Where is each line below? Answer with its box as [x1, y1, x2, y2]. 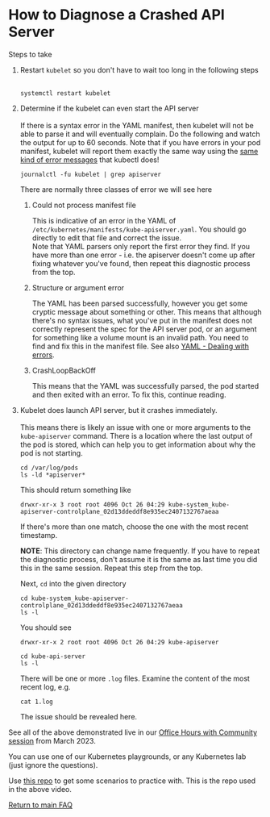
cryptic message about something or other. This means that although [31, 306, 262, 316]
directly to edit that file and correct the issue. [31, 232, 182, 243]
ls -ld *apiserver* [19, 470, 86, 479]
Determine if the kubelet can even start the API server [19, 103, 199, 113]
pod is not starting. [19, 448, 83, 457]
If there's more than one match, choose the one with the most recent [19, 522, 249, 531]
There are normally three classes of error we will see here [19, 184, 212, 194]
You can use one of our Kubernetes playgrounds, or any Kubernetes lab [8, 752, 247, 761]
